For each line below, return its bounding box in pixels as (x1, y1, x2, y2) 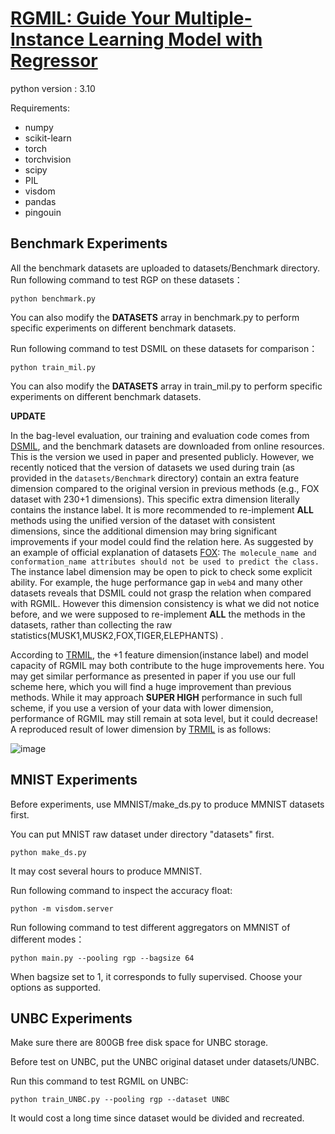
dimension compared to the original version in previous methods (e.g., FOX (10, 482, 320, 494)
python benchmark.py (10, 293, 97, 304)
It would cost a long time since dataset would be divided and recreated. (10, 1112, 305, 1124)
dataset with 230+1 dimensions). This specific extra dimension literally (10, 493, 300, 505)
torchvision (24, 153, 72, 165)
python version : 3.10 (10, 82, 96, 94)
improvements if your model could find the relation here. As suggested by (10, 535, 314, 547)
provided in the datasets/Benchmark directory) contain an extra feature (10, 472, 300, 484)
